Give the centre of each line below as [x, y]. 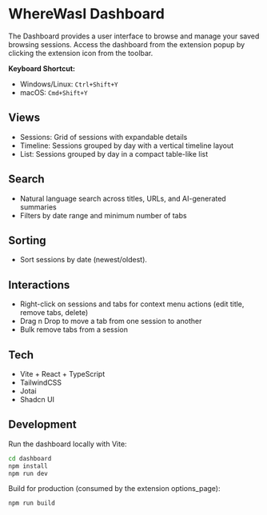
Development [43, 425]
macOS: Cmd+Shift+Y [54, 92]
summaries [38, 207]
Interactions [39, 285]
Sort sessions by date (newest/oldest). [84, 260]
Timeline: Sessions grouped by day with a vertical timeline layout [127, 146]
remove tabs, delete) [54, 313]
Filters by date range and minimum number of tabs [103, 215]
